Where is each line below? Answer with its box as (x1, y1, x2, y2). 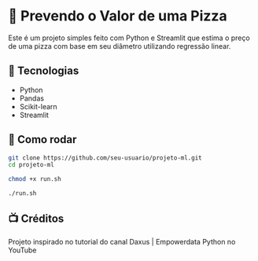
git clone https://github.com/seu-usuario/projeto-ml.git (8, 153, 202, 162)
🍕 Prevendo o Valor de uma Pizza (8, 7, 227, 25)
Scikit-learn (19, 101, 57, 111)
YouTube (8, 245, 37, 255)
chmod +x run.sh (8, 175, 61, 183)
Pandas (19, 94, 45, 103)
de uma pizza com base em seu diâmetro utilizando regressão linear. (8, 41, 231, 50)
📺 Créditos (8, 212, 64, 226)
